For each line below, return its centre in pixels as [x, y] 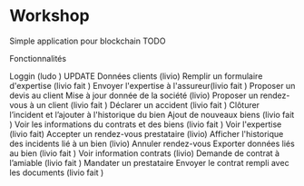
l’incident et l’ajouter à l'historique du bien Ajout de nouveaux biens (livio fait [152, 114]
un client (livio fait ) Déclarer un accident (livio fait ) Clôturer [148, 104]
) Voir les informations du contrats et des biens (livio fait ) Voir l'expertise [146, 124]
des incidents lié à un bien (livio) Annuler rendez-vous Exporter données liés [152, 143]
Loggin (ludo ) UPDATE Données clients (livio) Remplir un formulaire [136, 76]
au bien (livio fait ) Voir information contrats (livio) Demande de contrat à [144, 153]
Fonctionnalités [38, 58]
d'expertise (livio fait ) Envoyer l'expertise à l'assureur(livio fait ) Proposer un [152, 85]
